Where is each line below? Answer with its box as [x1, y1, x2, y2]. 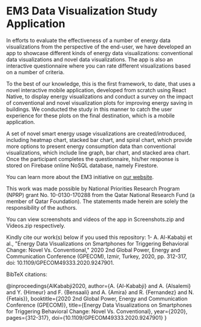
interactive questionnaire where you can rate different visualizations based [6, 62, 191, 69]
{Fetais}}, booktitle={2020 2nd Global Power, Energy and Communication [6, 295, 188, 302]
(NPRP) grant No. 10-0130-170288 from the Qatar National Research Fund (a [6, 191, 195, 198]
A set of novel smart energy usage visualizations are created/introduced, [6, 130, 187, 137]
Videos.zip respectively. [6, 222, 66, 229]
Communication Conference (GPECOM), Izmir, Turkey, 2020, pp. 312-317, [6, 253, 187, 260]
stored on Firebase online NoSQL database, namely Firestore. [6, 162, 158, 169]
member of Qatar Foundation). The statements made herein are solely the [6, 198, 188, 205]
